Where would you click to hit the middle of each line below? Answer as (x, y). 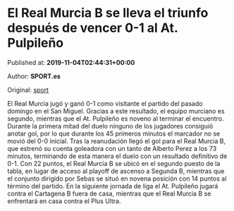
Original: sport (28, 90)
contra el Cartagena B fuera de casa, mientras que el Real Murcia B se (109, 193)
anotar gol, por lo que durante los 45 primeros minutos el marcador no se (114, 133)
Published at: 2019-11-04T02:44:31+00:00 (71, 62)
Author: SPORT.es (34, 76)
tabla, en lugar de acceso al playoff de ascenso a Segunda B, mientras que (116, 171)
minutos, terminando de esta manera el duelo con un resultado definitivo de (117, 156)
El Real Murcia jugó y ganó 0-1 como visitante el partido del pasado (105, 103)
